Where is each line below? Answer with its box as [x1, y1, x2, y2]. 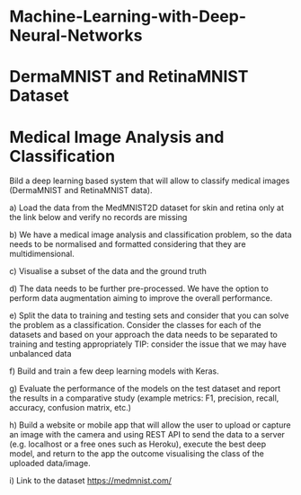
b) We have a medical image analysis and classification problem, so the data [9, 229, 292, 240]
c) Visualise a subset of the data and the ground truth [9, 266, 207, 277]
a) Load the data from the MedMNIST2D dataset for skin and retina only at [9, 202, 285, 213]
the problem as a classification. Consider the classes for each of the [9, 320, 262, 331]
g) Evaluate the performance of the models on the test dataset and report [9, 384, 281, 394]
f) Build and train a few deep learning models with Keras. [9, 366, 220, 376]
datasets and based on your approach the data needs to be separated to [9, 330, 279, 340]
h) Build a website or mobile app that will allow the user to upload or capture [9, 420, 291, 430]
